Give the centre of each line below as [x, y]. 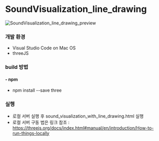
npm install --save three [37, 90]
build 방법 [17, 67]
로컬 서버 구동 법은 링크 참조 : [41, 122]
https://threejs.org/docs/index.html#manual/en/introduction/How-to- [83, 128]
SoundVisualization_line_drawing [76, 9]
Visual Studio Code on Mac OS [44, 48]
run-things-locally [31, 133]
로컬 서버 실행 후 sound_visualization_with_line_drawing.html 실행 [78, 116]
